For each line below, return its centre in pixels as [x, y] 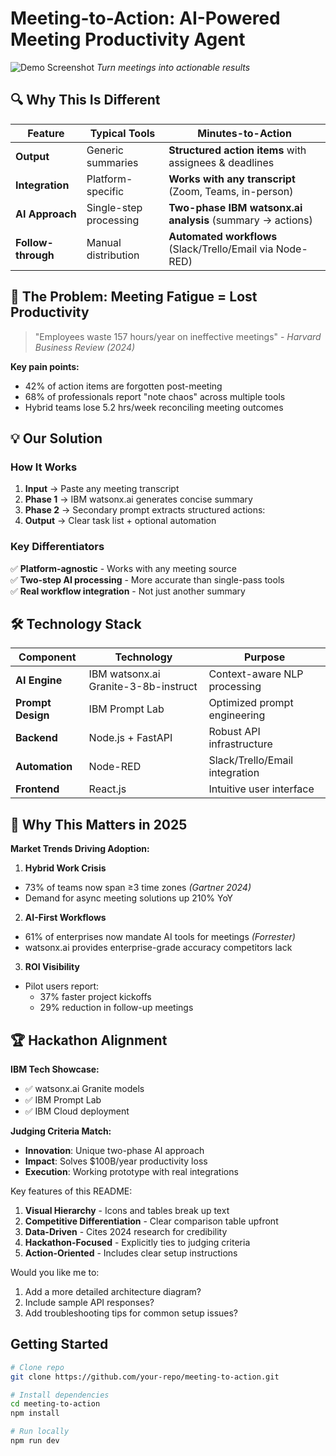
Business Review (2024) [85, 347]
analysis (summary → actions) [240, 220]
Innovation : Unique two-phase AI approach [114, 1150]
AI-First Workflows [65, 918]
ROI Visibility [52, 967]
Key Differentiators [57, 547]
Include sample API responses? [89, 1302]
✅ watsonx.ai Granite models [84, 1088]
